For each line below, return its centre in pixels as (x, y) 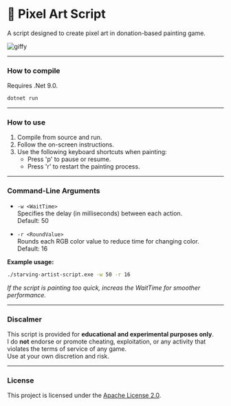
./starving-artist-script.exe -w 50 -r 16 (69, 275)
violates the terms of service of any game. (67, 349)
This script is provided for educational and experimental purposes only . (111, 334)
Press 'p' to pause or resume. (69, 159)
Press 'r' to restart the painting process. (84, 167)
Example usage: (31, 261)
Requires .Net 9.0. (33, 86)
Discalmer (25, 319)
